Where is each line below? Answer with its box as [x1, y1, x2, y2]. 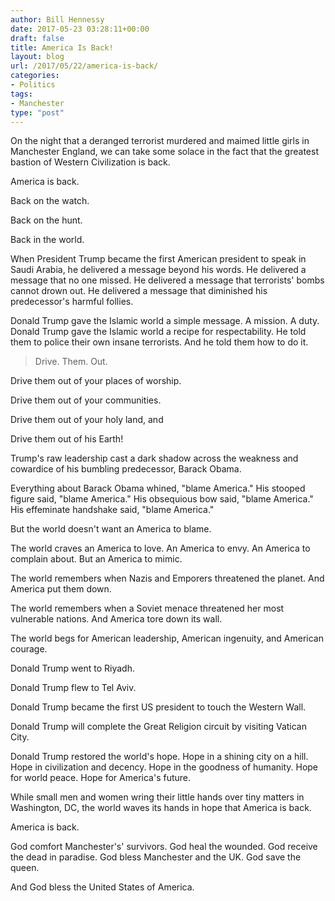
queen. [10, 862, 40, 874]
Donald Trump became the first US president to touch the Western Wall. [10, 701, 307, 713]
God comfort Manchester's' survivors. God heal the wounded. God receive [10, 841, 318, 853]
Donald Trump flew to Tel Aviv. [10, 682, 137, 694]
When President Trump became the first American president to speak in [10, 253, 307, 265]
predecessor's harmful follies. [10, 296, 134, 308]
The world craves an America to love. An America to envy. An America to [10, 542, 311, 555]
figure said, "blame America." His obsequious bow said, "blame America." [10, 493, 314, 505]
